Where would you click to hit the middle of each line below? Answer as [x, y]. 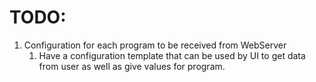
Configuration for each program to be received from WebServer [155, 45]
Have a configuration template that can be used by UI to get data [172, 55]
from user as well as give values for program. [132, 66]
